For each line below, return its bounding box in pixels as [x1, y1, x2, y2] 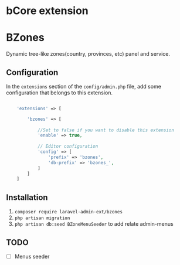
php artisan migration [14, 215, 70, 221]
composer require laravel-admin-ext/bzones [14, 209, 123, 215]
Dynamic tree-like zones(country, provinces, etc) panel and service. [6, 50, 170, 57]
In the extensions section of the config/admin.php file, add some [6, 83, 161, 90]
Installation [6, 192, 48, 202]
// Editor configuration [37, 144, 99, 150]
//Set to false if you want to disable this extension [37, 127, 175, 133]
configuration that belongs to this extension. [6, 89, 113, 96]
